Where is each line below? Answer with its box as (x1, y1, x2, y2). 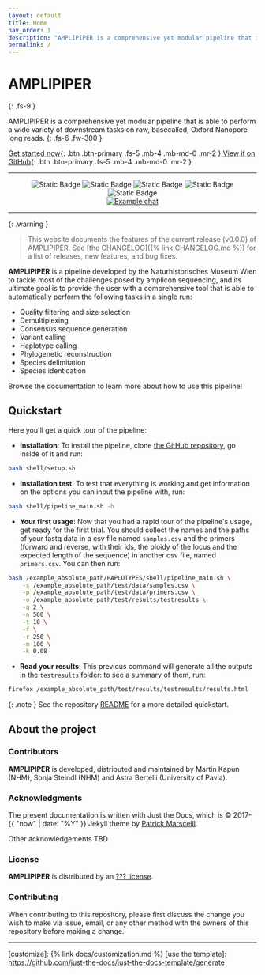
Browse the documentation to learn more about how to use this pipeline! (8, 381, 243, 391)
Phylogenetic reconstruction (19, 350, 112, 359)
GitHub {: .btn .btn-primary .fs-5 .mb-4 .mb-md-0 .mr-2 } (8, 157, 192, 167)
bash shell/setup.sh (8, 464, 77, 472)
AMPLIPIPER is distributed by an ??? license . (8, 871, 154, 882)
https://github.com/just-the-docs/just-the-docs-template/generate (8, 958, 225, 967)
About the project (8, 723, 97, 736)
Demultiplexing (19, 316, 69, 325)
